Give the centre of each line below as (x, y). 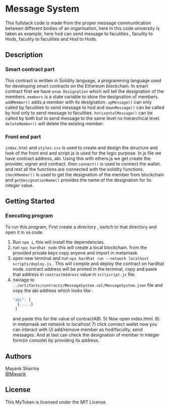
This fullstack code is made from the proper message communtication (78, 23)
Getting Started (30, 201)
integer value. (19, 185)
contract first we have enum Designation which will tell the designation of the (84, 91)
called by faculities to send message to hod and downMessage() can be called (85, 107)
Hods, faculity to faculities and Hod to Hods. (51, 39)
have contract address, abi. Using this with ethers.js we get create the (78, 158)
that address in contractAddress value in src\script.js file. (74, 274)
